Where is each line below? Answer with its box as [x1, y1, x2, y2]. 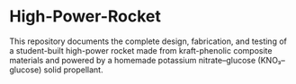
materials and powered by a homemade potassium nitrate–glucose [9, 55, 256, 65]
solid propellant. [43, 64, 103, 75]
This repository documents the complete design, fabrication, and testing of [9, 36, 288, 46]
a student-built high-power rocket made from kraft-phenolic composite [9, 45, 273, 55]
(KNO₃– [257, 55, 286, 65]
